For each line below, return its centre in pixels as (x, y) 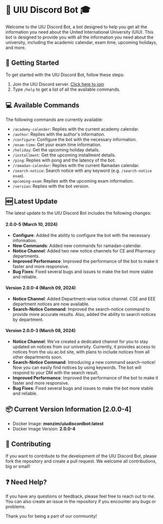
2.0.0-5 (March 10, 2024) (32, 224)
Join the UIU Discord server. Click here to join (58, 84)
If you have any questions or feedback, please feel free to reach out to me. (80, 496)
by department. (28, 319)
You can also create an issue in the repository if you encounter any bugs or (81, 502)
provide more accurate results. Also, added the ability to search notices (84, 314)
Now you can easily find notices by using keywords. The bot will (77, 367)
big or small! (18, 466)
